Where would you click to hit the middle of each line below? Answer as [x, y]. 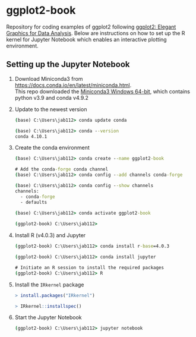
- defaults [34, 202]
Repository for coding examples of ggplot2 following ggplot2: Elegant [91, 27]
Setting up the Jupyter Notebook [68, 64]
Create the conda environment [52, 148]
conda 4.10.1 [31, 136]
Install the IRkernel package [49, 284]
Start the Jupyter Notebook [48, 317]
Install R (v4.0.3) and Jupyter [50, 235]
